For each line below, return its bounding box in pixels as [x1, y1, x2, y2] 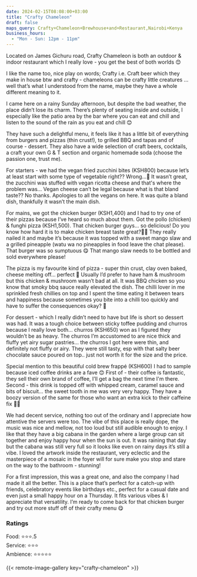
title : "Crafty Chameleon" [6, 14, 72, 20]
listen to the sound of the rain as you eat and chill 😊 [6, 119, 132, 126]
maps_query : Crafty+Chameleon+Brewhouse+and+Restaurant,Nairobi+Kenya [6, 25, 183, 31]
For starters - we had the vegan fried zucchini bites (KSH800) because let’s [6, 167, 189, 174]
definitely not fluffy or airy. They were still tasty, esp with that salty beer [6, 345, 181, 352]
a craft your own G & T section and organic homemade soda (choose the [6, 149, 182, 156]
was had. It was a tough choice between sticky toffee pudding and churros [6, 320, 188, 327]
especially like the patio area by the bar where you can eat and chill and [6, 113, 180, 120]
